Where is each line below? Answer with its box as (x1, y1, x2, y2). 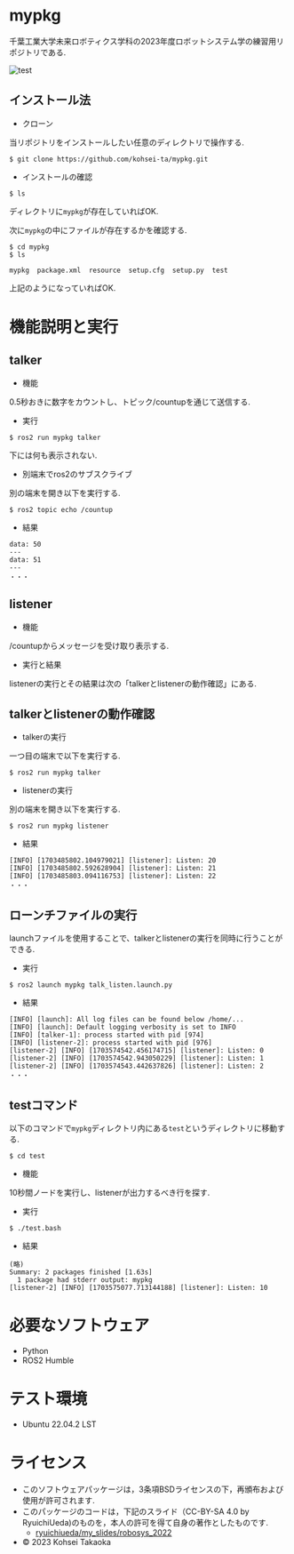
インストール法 (9, 92, 91, 108)
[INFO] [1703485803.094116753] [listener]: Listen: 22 (9, 872, 217, 881)
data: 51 (9, 555, 42, 565)
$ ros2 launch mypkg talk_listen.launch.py (9, 981, 173, 989)
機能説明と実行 (9, 316, 119, 337)
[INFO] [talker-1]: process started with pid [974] (9, 1030, 204, 1040)
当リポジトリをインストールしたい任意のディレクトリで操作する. (9, 137, 244, 148)
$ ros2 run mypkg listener (9, 821, 109, 831)
